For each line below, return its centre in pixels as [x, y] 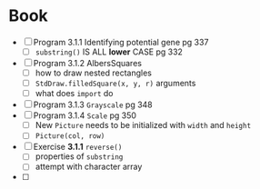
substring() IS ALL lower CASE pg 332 [109, 52]
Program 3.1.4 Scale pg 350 [85, 115]
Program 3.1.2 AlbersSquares [88, 63]
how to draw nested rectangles [93, 73]
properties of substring [79, 156]
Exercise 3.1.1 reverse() [78, 147]
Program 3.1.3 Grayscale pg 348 [93, 104]
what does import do [75, 94]
